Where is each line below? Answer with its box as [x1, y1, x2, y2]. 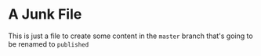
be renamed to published [8, 39, 89, 48]
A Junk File [8, 5, 82, 23]
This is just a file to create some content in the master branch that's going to [8, 31, 253, 40]
